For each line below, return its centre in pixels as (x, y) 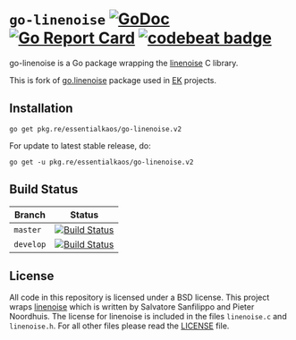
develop (30, 244)
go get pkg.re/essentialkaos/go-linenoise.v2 (95, 129)
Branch (30, 215)
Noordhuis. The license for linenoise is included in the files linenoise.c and (148, 317)
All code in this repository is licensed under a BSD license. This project (140, 297)
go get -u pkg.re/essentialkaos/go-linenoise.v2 (101, 162)
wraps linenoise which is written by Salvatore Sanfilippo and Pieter (132, 307)
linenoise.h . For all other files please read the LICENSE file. (119, 326)
